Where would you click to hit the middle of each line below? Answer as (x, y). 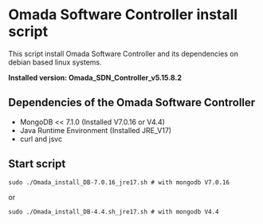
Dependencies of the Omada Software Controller (132, 102)
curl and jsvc (41, 139)
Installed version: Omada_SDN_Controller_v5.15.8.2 (95, 77)
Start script (37, 164)
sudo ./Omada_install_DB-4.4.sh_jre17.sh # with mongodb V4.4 (114, 212)
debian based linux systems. (55, 62)
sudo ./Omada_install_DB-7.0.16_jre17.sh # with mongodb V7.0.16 (119, 182)
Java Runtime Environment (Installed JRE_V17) (96, 130)
